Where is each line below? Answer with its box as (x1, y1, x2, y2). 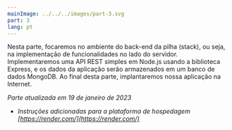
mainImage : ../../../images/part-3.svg (7, 10, 125, 18)
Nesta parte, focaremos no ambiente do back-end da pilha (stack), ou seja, (7, 43, 226, 51)
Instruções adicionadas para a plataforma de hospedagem (17, 107, 190, 116)
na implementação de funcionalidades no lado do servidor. (7, 50, 178, 58)
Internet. (7, 80, 32, 89)
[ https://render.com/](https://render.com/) (17, 115, 140, 123)
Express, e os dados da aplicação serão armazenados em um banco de (7, 65, 215, 74)
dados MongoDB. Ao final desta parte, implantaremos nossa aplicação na (7, 72, 221, 81)
